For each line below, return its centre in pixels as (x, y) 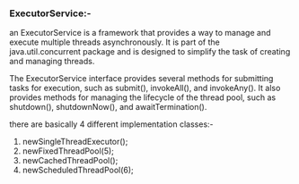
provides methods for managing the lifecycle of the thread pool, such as (143, 97)
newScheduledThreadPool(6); (78, 170)
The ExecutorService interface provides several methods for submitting (141, 79)
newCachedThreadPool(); (70, 161)
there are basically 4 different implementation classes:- (111, 124)
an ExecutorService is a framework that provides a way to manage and (140, 33)
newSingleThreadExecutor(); (75, 142)
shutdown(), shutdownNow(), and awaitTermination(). (108, 107)
